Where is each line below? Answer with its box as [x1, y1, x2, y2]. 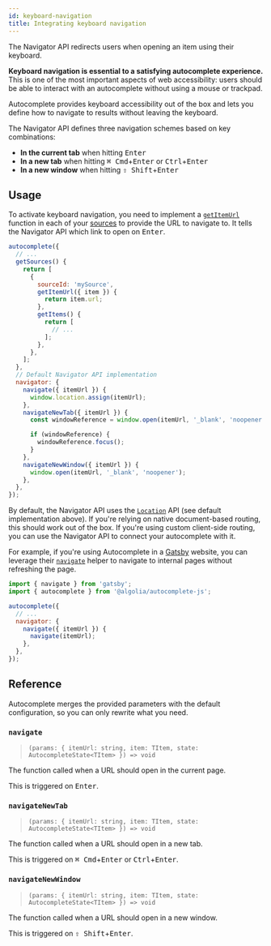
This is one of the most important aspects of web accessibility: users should [8, 75, 263, 84]
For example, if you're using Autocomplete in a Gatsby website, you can [8, 547, 248, 557]
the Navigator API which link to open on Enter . [8, 227, 166, 237]
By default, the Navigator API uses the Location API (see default [8, 506, 222, 516]
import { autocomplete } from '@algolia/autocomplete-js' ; [8, 588, 212, 596]
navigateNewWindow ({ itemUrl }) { [23, 460, 139, 469]
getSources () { [15, 258, 67, 266]
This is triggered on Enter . [8, 781, 99, 791]
